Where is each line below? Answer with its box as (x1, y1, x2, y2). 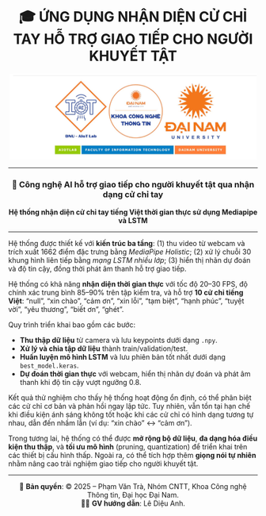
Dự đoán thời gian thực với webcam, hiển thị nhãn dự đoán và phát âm (19, 368, 251, 379)
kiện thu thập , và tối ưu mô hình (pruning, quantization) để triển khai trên (8, 441, 248, 451)
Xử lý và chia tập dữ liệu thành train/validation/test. (19, 344, 188, 353)
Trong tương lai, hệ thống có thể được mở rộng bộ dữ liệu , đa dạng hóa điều (8, 433, 258, 443)
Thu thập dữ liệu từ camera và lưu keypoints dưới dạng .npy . (19, 335, 218, 345)
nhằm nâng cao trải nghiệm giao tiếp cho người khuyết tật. (8, 459, 199, 468)
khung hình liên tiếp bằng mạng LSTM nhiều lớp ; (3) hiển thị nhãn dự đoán (8, 255, 251, 264)
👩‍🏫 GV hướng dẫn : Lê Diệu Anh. (80, 499, 186, 508)
